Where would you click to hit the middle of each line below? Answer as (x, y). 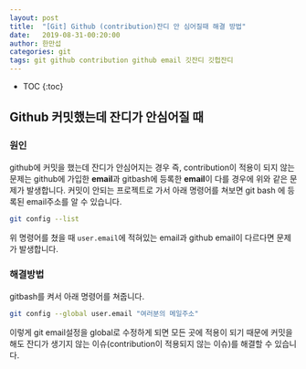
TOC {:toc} (43, 86)
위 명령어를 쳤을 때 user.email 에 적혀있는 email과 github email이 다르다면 (142, 237)
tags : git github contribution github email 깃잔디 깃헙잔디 (121, 60)
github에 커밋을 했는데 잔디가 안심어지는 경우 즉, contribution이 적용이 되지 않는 (152, 167)
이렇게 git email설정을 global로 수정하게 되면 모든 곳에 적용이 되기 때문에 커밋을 (151, 332)
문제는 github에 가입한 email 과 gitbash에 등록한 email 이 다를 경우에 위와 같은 (148, 178)
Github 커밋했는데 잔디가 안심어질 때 (106, 117)
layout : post (34, 18)
